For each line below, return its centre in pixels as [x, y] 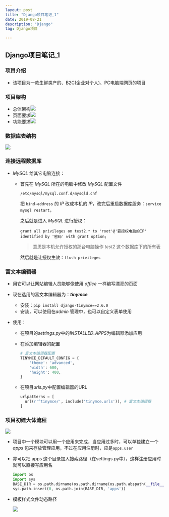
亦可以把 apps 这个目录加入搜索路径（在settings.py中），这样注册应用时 [87, 459]
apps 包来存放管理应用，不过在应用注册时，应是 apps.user [73, 448]
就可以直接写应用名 [33, 465]
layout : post [19, 10]
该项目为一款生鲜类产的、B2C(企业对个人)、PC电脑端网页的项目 [79, 83]
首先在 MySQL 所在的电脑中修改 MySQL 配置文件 [71, 184]
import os [23, 475]
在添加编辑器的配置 [40, 344]
